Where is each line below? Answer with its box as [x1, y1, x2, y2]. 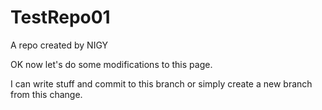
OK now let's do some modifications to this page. [10, 58, 213, 70]
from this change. [10, 88, 83, 100]
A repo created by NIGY [10, 39, 109, 51]
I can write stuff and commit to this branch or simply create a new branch [10, 77, 313, 90]
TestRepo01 [10, 6, 111, 29]
